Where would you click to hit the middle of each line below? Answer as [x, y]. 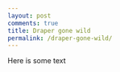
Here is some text [37, 61]
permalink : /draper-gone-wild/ [60, 38]
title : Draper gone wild [49, 30]
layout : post [29, 16]
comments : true [33, 23]
